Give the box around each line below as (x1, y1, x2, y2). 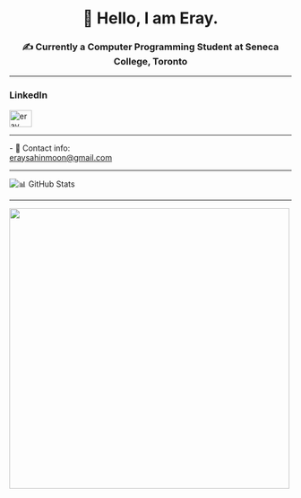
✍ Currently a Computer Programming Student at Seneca (21, 40, 279, 53)
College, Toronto (113, 56, 188, 68)
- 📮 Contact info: (9, 143, 71, 153)
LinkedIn (9, 89, 47, 101)
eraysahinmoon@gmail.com (9, 152, 113, 162)
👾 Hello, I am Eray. (82, 8, 219, 29)
